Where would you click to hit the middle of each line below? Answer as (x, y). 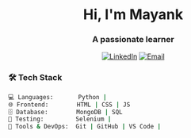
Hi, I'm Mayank (133, 15)
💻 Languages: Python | (57, 97)
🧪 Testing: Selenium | (60, 119)
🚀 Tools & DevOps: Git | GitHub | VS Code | (84, 127)
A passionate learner (133, 40)
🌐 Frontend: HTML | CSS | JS (69, 105)
